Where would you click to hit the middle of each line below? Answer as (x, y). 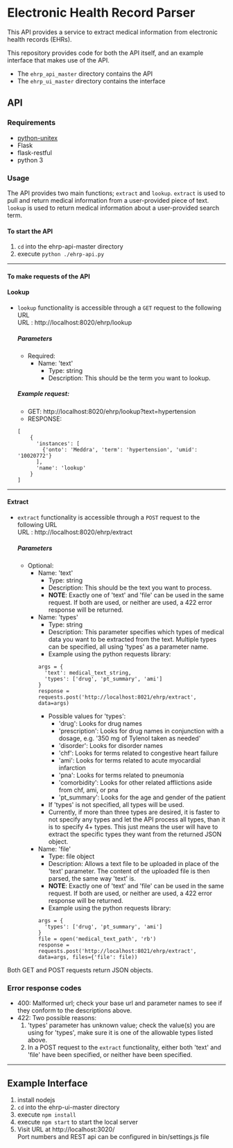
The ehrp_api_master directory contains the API (85, 74)
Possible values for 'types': (87, 716)
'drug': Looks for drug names (100, 724)
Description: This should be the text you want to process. (130, 588)
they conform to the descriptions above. (75, 1010)
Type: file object (71, 856)
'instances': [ (58, 443)
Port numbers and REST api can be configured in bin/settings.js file (113, 1137)
